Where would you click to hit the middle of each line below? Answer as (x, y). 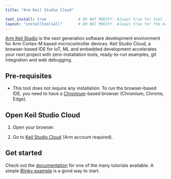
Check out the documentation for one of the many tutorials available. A (79, 165)
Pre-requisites (28, 76)
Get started (24, 153)
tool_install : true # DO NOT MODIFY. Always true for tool (84, 19)
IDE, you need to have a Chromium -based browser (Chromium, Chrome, (88, 94)
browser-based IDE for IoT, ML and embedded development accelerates (81, 49)
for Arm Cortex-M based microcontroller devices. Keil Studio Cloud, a (78, 44)
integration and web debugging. (39, 60)
